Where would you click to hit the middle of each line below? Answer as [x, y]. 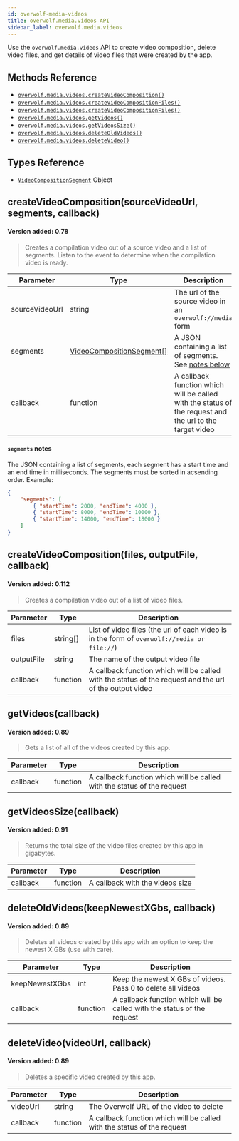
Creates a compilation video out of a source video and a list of [116, 247]
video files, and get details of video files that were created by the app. [110, 55]
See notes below [202, 364]
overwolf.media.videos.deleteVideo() [74, 141]
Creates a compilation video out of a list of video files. [104, 600]
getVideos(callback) [54, 713]
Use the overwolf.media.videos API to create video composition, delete [112, 48]
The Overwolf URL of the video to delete [156, 1106]
